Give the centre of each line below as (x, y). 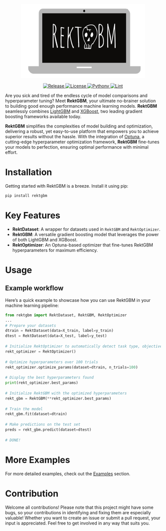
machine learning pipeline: (32, 305)
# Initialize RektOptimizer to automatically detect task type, (73, 346)
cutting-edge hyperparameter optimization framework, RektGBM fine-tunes (82, 142)
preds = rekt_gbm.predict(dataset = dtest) (48, 430)
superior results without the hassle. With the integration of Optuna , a (75, 137)
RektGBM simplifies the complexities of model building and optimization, (79, 126)
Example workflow (34, 288)
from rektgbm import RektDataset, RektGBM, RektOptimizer (66, 315)
